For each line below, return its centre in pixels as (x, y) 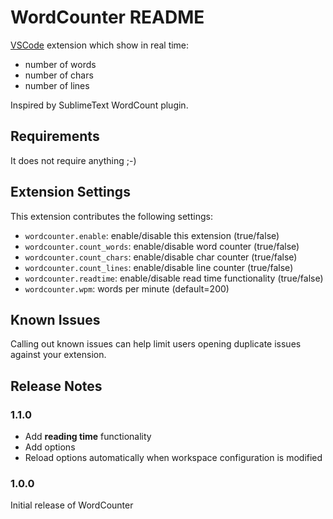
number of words (60, 64)
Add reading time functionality (88, 437)
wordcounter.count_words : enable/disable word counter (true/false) (162, 246)
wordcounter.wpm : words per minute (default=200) (127, 288)
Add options (50, 447)
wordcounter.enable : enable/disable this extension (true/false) (152, 235)
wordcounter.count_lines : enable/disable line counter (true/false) (159, 267)
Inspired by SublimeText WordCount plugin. (99, 105)
